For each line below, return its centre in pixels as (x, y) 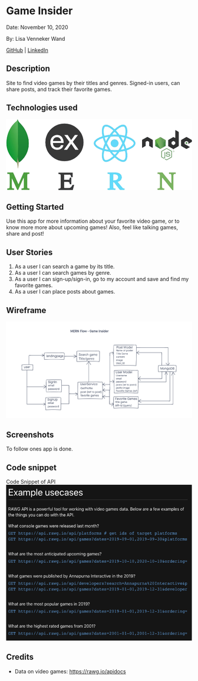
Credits (20, 657)
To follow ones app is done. (40, 449)
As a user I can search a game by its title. (65, 266)
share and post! (25, 234)
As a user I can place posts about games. (65, 292)
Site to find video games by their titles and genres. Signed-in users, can (93, 83)
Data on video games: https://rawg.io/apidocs (70, 671)
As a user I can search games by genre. (63, 273)
